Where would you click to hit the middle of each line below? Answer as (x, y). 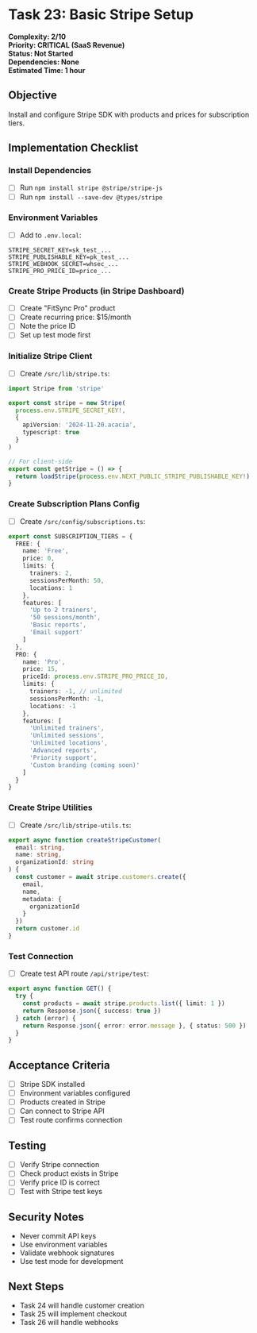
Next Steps (36, 1287)
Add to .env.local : (50, 235)
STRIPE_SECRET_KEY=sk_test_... (60, 250)
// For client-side (40, 461)
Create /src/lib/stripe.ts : (65, 373)
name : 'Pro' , (44, 662)
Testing (27, 1145)
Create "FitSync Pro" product (67, 308)
